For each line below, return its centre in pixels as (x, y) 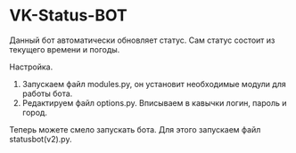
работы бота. (47, 93)
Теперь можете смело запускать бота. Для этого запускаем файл (135, 129)
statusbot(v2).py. (41, 139)
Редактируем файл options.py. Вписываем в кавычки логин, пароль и (154, 102)
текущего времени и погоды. (65, 49)
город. (34, 112)
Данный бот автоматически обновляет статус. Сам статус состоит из (142, 40)
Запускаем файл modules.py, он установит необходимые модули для (154, 84)
